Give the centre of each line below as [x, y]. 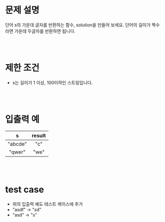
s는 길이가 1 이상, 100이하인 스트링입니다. [52, 82]
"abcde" [17, 144]
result [39, 136]
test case [25, 190]
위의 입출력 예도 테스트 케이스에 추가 [47, 204]
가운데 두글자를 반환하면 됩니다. [45, 31]
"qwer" [17, 152]
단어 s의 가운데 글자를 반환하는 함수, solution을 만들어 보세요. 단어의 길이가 [78, 25]
